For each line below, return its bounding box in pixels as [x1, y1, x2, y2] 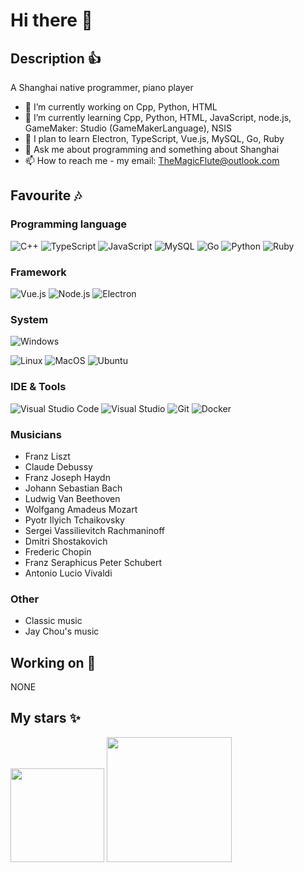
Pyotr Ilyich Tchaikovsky [24, 514, 125, 526]
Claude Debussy [24, 460, 93, 473]
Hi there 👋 [10, 9, 93, 32]
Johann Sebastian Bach [24, 482, 123, 494]
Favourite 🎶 [10, 187, 82, 204]
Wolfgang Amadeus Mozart [24, 503, 138, 515]
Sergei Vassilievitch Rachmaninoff [24, 524, 165, 536]
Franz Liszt [24, 450, 71, 462]
